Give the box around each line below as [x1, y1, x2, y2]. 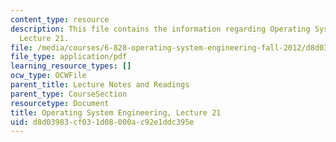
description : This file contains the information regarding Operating [10, 24, 311, 34]
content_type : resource [10, 14, 110, 25]
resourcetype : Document [10, 98, 110, 108]
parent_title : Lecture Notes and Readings [10, 80, 190, 90]
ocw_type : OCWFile [10, 71, 87, 81]
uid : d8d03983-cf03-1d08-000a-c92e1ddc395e [10, 117, 195, 127]
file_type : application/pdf [10, 52, 128, 62]
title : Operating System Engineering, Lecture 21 [10, 107, 222, 118]
